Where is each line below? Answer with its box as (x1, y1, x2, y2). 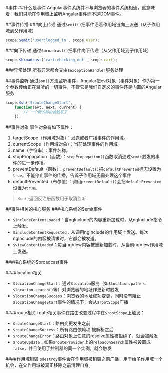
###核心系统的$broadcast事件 (5, 259, 69, 265)
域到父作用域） (5, 28, 36, 34)
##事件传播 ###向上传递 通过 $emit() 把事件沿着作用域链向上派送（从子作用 (5, 22, 160, 27)
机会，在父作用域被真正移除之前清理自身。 (5, 362, 93, 368)
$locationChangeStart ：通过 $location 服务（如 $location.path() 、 (12, 280, 149, 286)
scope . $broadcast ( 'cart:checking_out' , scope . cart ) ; (5, 57, 118, 62)
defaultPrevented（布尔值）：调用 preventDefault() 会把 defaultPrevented (12, 179, 162, 185)
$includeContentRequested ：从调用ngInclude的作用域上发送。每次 (12, 229, 149, 235)
